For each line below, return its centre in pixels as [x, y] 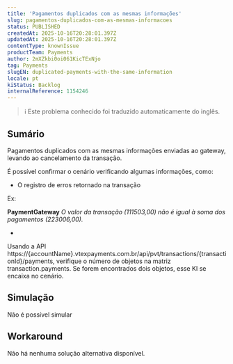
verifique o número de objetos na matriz [114, 261]
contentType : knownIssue [43, 46]
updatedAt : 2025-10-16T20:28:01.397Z [62, 40]
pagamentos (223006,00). [45, 219]
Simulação [31, 298]
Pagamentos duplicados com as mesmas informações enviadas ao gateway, [116, 150]
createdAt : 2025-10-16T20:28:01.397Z [62, 33]
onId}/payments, [31, 261]
